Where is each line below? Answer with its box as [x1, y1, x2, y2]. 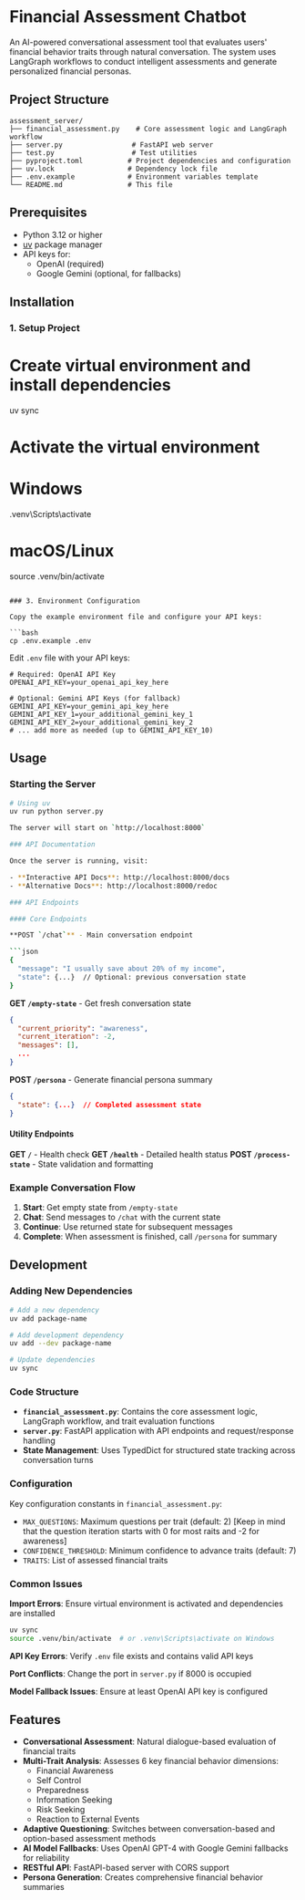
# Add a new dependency [9, 1305, 100, 1314]
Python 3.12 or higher [22, 229, 103, 240]
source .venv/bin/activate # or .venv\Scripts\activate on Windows [9, 1634, 275, 1643]
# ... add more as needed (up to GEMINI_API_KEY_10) [9, 725, 214, 735]
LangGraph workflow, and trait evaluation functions [22, 1416, 216, 1427]
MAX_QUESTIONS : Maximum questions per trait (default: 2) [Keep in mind [22, 1516, 286, 1527]
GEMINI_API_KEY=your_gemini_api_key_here [9, 701, 169, 711]
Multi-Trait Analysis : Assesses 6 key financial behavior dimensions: [22, 1756, 280, 1767]
